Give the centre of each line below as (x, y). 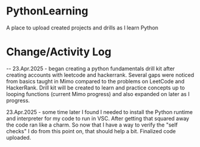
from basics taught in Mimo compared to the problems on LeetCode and (95, 81)
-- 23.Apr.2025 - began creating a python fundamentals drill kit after (91, 68)
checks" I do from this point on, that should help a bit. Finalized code (91, 131)
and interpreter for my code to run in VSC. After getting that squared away (98, 118)
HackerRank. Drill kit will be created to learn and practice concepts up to (96, 88)
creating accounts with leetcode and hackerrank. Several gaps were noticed (100, 75)
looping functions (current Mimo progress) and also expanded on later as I (98, 94)
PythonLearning (47, 11)
